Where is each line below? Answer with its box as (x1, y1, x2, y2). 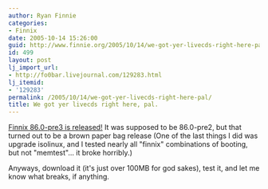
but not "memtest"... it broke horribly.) (8, 148, 133, 158)
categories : (8, 19, 48, 27)
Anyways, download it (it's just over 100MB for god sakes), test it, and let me (8, 163, 260, 173)
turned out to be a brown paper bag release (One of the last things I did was (8, 131, 258, 140)
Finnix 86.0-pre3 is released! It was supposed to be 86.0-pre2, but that (8, 123, 242, 132)
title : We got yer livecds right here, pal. (8, 100, 159, 108)
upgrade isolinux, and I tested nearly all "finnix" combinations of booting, (8, 140, 249, 149)
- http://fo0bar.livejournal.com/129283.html (8, 71, 162, 79)
